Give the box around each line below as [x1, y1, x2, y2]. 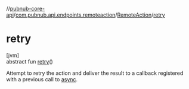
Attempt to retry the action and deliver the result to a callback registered [6, 69, 184, 77]
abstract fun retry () [6, 58, 54, 65]
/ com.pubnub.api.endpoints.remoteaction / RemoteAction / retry [13, 11, 165, 18]
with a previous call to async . [6, 75, 78, 82]
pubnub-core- [10, 5, 45, 12]
